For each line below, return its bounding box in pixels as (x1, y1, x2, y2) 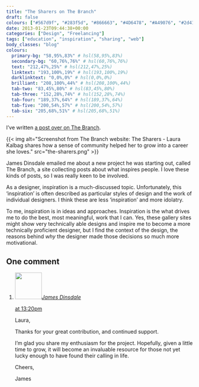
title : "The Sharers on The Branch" (6, 8, 97, 15)
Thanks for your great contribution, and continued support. (14, 328, 159, 335)
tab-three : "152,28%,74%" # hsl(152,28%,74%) (11, 91, 126, 97)
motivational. (6, 239, 38, 247)
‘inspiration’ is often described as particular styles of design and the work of (6, 190, 192, 197)
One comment (6, 256, 60, 267)
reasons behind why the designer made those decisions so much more (6, 233, 179, 240)
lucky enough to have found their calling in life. (14, 352, 129, 359)
